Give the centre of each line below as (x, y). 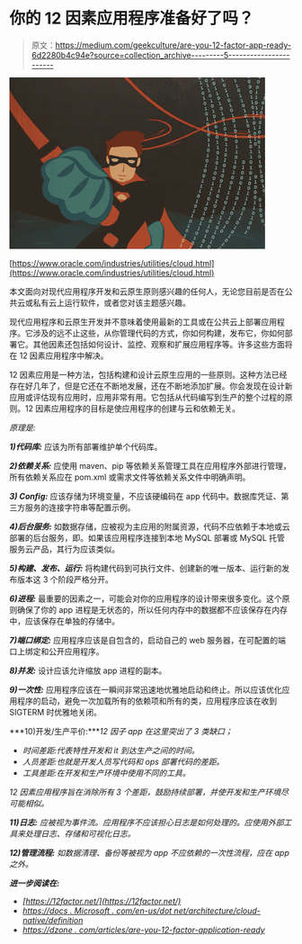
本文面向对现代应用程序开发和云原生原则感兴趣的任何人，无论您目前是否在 (147, 291)
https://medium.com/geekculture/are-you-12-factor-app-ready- (173, 45)
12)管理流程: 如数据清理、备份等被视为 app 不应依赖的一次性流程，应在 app (150, 852)
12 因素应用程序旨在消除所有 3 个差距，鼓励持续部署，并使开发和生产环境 (145, 792)
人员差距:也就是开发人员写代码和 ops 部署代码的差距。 (123, 761)
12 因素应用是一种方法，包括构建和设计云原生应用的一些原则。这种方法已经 (148, 374)
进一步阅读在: (35, 883)
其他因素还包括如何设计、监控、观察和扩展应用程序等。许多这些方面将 (163, 344)
